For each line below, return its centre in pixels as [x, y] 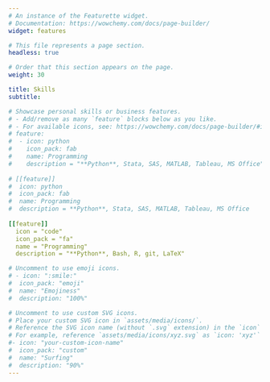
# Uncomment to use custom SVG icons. [73, 313]
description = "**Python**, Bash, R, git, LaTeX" [100, 254]
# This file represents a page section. [77, 45]
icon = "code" [39, 231]
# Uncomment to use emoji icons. [64, 268]
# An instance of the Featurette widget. [79, 16]
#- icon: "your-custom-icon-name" [66, 343]
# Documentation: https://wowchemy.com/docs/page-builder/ [109, 23]
